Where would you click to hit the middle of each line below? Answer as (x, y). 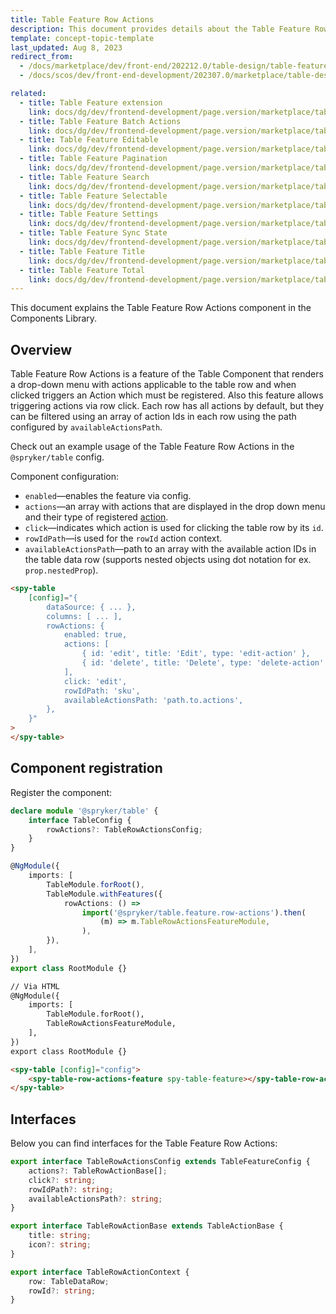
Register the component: (61, 792)
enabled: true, (95, 635)
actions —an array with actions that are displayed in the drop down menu (175, 507)
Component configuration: (64, 477)
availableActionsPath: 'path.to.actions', (153, 700)
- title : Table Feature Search (84, 177)
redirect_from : (42, 57)
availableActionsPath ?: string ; (95, 1199)
